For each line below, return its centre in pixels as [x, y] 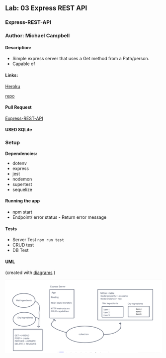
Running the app [23, 201]
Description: [18, 47]
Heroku [13, 86]
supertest [22, 184]
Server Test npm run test [38, 240]
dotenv [20, 163]
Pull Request [18, 107]
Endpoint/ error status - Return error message [59, 217]
